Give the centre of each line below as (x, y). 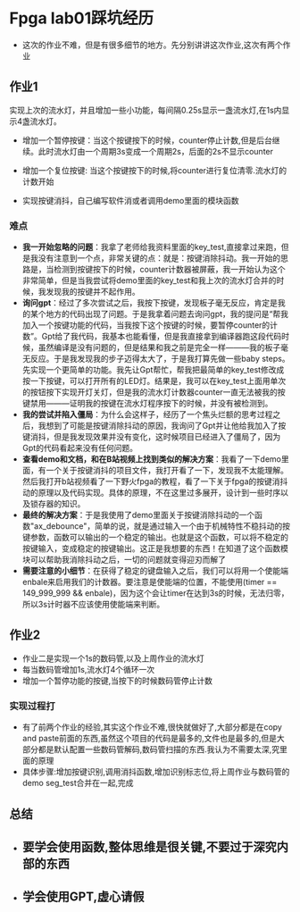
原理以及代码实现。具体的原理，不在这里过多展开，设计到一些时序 (159, 493)
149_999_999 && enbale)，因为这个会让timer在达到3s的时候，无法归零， (155, 593)
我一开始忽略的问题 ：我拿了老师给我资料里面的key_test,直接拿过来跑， (151, 247)
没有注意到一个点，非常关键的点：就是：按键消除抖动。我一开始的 (159, 258)
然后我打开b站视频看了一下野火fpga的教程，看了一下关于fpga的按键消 (151, 481)
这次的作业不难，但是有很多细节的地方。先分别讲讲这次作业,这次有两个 (152, 45)
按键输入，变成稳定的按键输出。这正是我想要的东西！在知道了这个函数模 (155, 548)
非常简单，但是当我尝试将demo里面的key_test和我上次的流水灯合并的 (149, 280)
